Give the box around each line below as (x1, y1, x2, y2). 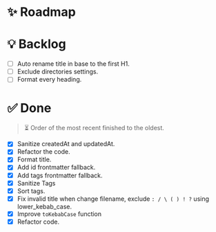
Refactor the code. (17, 148, 70, 156)
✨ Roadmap (7, 4, 76, 20)
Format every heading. (17, 75, 82, 84)
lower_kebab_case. (17, 202, 72, 211)
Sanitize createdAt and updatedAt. (17, 140, 115, 148)
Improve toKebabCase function (17, 209, 102, 218)
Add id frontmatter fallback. (17, 163, 96, 172)
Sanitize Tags (17, 179, 56, 187)
